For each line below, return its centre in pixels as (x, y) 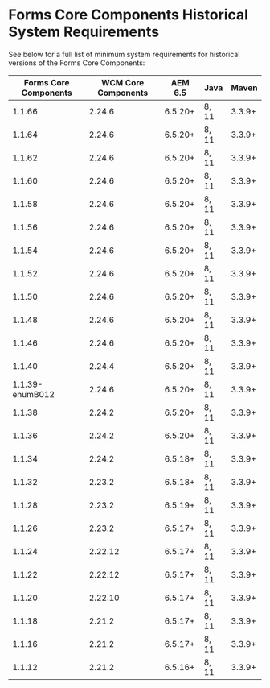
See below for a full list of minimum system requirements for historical (124, 54)
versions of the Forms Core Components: (77, 63)
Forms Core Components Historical (129, 15)
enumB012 (33, 394)
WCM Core (123, 82)
